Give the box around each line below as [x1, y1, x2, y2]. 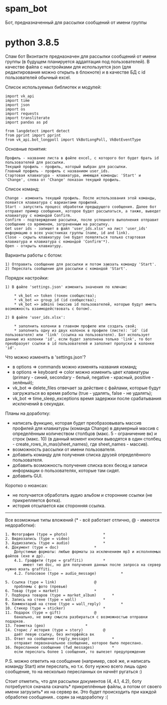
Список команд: [5, 186, 40, 192]
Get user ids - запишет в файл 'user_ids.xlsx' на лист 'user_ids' [5, 226, 148, 231]
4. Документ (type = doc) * [5, 545, 97, 550]
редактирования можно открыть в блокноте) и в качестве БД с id [5, 69, 146, 75]
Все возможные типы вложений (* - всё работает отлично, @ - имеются [5, 517, 160, 523]
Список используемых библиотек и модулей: [5, 84, 102, 90]
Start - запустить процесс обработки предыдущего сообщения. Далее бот [5, 204, 157, 209]
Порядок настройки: [5, 274, 49, 281]
